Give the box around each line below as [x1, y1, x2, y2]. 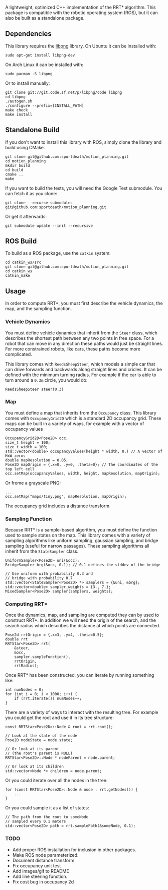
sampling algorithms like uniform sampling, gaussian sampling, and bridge [5, 538, 158, 544]
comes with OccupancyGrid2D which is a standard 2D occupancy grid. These [5, 415, 161, 421]
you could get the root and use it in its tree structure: [5, 715, 114, 721]
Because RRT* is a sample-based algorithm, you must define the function [5, 527, 157, 533]
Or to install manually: [5, 80, 50, 86]
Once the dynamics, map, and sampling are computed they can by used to [5, 612, 159, 618]
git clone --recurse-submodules [5, 200, 73, 205]
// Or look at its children [5, 764, 64, 769]
